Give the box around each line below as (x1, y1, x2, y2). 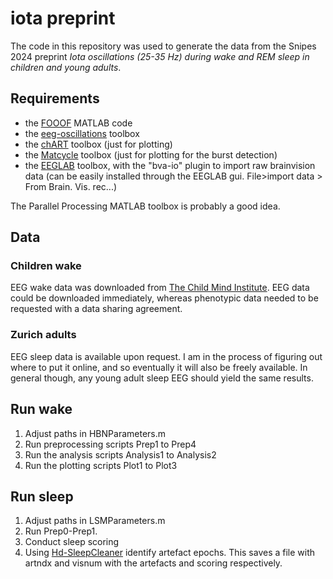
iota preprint (10, 7, 116, 30)
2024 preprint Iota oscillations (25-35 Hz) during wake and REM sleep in (10, 50, 310, 62)
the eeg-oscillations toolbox (24, 127, 140, 139)
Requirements (10, 90, 100, 107)
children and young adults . (10, 61, 122, 73)
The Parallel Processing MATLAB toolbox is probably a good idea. (10, 200, 281, 212)
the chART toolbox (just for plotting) (24, 138, 173, 150)
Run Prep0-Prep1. (24, 525, 98, 537)
